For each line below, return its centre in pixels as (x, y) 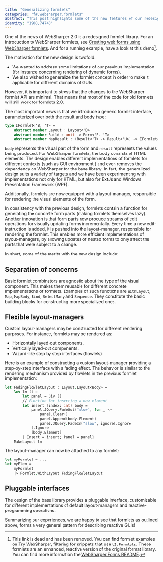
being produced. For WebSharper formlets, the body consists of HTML (76, 153)
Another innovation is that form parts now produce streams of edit (71, 219)
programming (19, 510)
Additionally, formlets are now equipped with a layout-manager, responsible (81, 194)
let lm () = (26, 392)
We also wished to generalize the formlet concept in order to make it (80, 77)
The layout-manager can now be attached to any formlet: (62, 451)
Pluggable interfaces (37, 488)
